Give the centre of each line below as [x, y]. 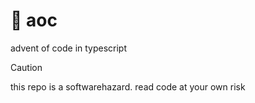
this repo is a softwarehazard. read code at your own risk [128, 86]
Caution [26, 67]
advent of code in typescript [69, 48]
